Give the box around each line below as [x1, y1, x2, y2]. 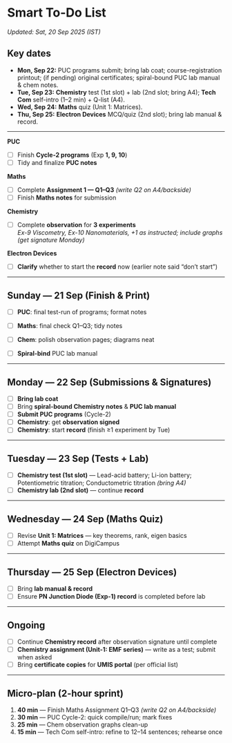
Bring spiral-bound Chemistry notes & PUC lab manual [17, 403, 177, 411]
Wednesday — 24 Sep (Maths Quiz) [7, 513, 164, 525]
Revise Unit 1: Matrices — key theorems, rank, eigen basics [17, 532, 188, 540]
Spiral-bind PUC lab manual [17, 349, 98, 358]
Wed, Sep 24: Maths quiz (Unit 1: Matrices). [17, 102, 143, 111]
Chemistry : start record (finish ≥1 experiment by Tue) [17, 426, 171, 434]
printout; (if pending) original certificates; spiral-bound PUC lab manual [17, 73, 220, 81]
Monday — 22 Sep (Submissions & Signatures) [7, 376, 212, 388]
